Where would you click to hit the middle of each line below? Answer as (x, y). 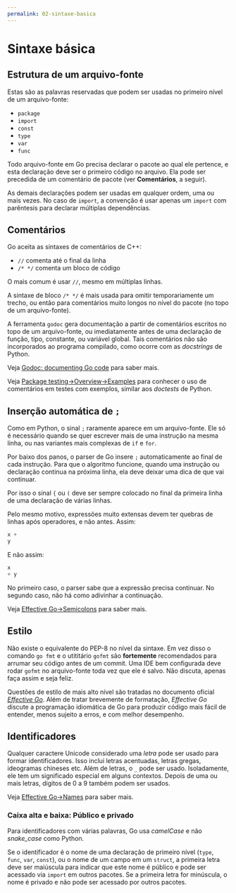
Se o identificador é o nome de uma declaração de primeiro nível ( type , (111, 852)
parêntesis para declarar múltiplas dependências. (79, 208)
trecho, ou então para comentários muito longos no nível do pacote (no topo (118, 303)
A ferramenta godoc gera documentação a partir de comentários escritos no (117, 324)
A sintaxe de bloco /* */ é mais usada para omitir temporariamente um (111, 295)
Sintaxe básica (51, 48)
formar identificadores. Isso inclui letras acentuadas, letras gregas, (104, 761)
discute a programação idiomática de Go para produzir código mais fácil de (117, 707)
